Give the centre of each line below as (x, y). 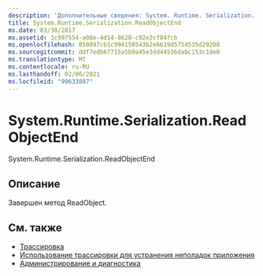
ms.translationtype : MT (47, 60)
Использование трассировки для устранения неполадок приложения (137, 255)
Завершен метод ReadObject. (58, 203)
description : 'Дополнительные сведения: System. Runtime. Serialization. (132, 15)
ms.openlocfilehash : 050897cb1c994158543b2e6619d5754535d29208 (114, 45)
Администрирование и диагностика (80, 263)
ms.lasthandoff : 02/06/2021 (54, 74)
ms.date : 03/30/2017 (42, 30)
